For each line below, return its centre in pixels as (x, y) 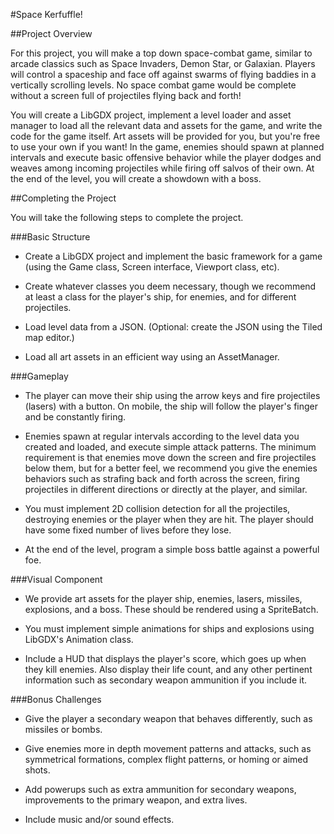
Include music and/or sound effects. (99, 819)
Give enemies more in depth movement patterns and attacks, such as (168, 748)
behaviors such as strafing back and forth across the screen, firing (162, 478)
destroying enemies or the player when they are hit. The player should (169, 519)
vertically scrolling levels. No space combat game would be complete (153, 85)
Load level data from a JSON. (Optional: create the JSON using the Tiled (173, 327)
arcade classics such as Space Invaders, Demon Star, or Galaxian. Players (163, 63)
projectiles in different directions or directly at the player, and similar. (166, 489)
